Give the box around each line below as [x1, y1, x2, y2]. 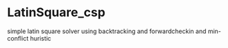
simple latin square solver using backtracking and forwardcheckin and [7, 27, 207, 35]
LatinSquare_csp [7, 5, 105, 20]
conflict [7, 34, 29, 42]
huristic [30, 34, 52, 42]
